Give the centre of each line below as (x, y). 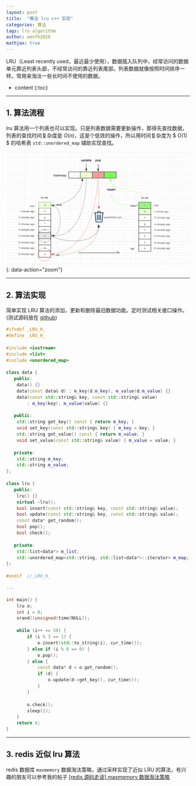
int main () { (22, 599)
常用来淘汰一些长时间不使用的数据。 (60, 76)
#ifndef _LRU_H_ (26, 330)
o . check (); (40, 705)
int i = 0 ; (30, 612)
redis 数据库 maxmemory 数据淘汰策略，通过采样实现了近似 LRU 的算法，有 (94, 770)
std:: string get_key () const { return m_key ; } (75, 422)
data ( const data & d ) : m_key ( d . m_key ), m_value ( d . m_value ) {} (94, 391)
